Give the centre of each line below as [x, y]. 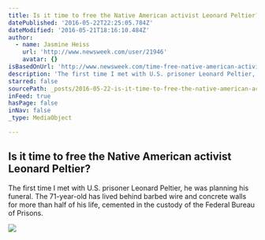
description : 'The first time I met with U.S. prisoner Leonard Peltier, [132, 74]
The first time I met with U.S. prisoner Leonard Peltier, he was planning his [129, 188]
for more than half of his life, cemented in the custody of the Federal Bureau [131, 205]
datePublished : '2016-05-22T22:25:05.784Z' [81, 23]
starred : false [33, 81]
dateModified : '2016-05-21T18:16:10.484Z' [79, 30]
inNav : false [30, 111]
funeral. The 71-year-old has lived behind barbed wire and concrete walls [127, 196]
